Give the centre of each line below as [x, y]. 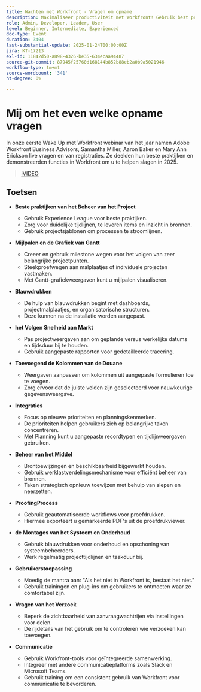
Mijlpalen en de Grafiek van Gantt [57, 243]
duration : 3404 [25, 40]
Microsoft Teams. [45, 671]
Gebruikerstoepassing [43, 568]
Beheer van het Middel [44, 454]
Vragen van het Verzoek [45, 604]
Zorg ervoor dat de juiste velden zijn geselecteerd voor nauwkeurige [108, 388]
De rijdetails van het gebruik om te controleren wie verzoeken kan [105, 628]
